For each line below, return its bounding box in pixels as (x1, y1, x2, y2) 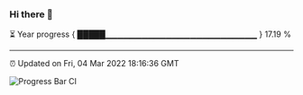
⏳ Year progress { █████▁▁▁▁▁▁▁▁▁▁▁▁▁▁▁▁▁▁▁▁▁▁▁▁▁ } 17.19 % (9, 29, 291, 39)
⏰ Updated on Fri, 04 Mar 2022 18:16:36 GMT (9, 58, 179, 69)
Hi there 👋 (9, 8, 54, 21)
